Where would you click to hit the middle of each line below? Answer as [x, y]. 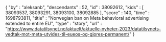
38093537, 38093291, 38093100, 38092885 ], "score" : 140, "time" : [77, 13]
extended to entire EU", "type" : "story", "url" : [54, 23]
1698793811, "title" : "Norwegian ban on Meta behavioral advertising [77, 18]
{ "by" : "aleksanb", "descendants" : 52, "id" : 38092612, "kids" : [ [75, 7]
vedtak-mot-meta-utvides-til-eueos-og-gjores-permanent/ [67, 34]
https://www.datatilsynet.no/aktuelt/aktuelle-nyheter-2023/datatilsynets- [84, 29]
